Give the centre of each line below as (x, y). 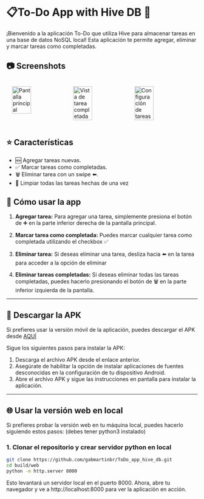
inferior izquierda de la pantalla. (55, 291)
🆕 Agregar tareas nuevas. (48, 160)
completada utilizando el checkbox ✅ (62, 242)
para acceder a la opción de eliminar (61, 263)
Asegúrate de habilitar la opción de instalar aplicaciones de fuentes (99, 367)
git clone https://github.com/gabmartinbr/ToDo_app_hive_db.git (89, 460)
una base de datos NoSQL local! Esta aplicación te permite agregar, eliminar (101, 40)
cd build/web (23, 466)
